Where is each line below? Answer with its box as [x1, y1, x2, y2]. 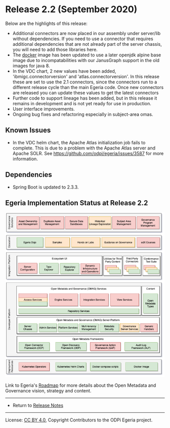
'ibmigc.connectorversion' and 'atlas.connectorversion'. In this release [12, 73, 159, 79]
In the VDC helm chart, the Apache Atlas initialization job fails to [12, 139, 146, 145]
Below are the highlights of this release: [5, 20, 88, 26]
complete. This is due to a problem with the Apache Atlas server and [12, 145, 156, 151]
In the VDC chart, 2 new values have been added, [12, 68, 116, 74]
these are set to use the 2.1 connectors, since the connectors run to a [12, 79, 157, 85]
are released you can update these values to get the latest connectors [12, 89, 159, 96]
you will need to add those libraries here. [12, 46, 98, 52]
